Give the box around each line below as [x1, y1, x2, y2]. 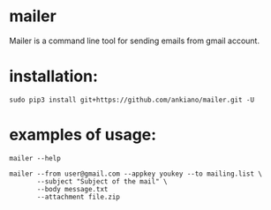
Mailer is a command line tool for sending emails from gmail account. [9, 35, 260, 46]
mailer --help [9, 154, 62, 162]
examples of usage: [9, 125, 157, 145]
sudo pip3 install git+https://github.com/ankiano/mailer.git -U [9, 95, 254, 104]
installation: [9, 66, 99, 86]
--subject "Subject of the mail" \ [36, 176, 168, 186]
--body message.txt [36, 184, 109, 193]
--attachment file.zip [36, 192, 121, 201]
